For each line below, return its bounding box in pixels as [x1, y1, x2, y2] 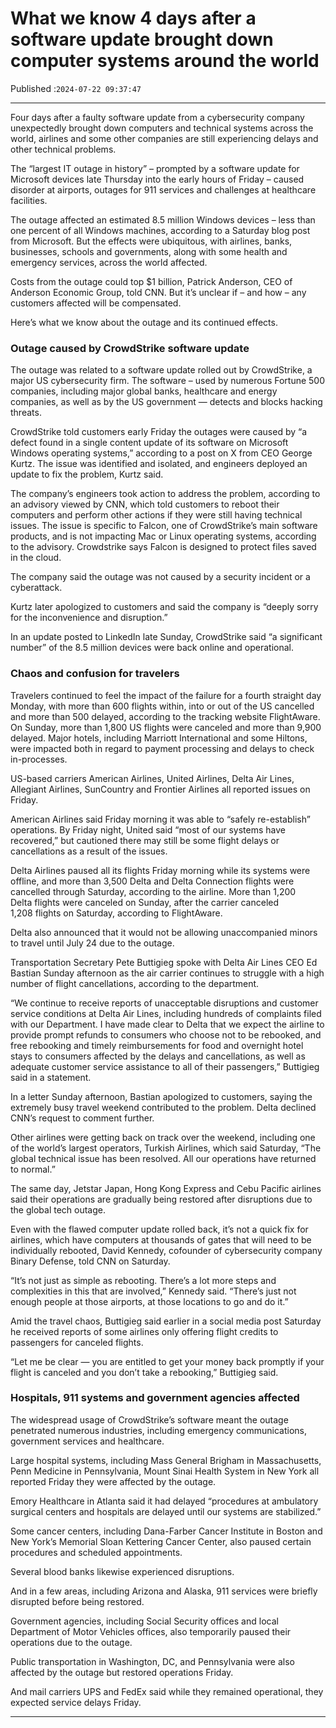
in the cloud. [10, 552, 62, 564]
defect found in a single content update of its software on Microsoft [10, 437, 289, 449]
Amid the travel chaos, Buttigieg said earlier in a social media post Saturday [10, 1315, 322, 1327]
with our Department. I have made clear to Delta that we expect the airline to [10, 1018, 325, 1030]
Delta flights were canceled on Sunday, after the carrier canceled [10, 896, 280, 908]
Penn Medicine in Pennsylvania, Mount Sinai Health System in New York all [10, 1465, 320, 1477]
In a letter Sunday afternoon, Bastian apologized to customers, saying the [10, 1090, 313, 1102]
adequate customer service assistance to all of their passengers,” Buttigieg [10, 1060, 320, 1072]
